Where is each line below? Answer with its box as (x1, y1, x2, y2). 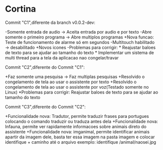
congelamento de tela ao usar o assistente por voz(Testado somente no (5, 84, 149, 90)
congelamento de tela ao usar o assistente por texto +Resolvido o (5, 79, 137, 85)
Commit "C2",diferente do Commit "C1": (5, 64, 85, 70)
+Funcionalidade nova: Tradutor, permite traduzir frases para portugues (5, 113, 149, 119)
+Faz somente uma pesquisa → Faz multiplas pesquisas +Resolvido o (5, 74, 145, 79)
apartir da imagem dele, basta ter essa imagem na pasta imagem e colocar (5, 134, 155, 140)
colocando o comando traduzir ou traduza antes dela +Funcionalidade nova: (5, 118, 158, 124)
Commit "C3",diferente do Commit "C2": (5, 104, 86, 110)
